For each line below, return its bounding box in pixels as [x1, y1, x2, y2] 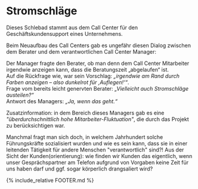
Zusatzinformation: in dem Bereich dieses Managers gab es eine [6, 109, 165, 116]
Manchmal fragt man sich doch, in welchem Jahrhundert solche [6, 133, 163, 141]
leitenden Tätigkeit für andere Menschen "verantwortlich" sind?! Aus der [6, 146, 184, 153]
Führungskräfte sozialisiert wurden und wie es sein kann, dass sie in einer [6, 140, 188, 147]
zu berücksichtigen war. [6, 122, 66, 129]
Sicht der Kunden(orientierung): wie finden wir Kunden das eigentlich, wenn [6, 152, 193, 159]
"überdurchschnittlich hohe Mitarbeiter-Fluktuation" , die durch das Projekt [6, 115, 189, 123]
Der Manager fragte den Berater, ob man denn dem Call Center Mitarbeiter [6, 60, 190, 67]
